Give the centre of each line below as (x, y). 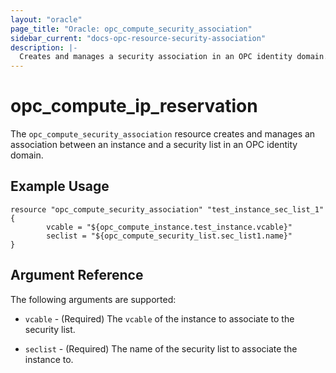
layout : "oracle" (46, 19)
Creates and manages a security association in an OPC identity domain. (174, 57)
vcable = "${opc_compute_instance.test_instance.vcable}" (169, 227)
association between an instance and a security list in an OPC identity (154, 145)
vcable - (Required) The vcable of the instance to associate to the (159, 318)
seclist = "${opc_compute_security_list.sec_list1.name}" (169, 236)
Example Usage (60, 186)
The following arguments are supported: (93, 299)
